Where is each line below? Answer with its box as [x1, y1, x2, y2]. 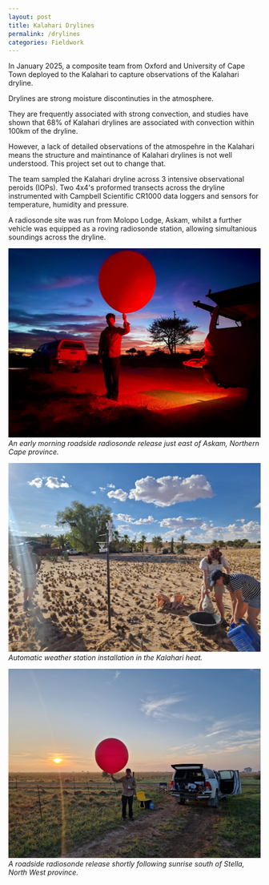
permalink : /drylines [8, 30, 81, 38]
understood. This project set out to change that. [8, 159, 167, 168]
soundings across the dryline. [8, 232, 106, 242]
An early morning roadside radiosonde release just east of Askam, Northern [8, 438, 260, 448]
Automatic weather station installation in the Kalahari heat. [8, 653, 203, 662]
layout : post [8, 13, 52, 21]
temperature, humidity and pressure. [8, 200, 130, 210]
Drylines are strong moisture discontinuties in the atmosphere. [8, 94, 214, 103]
